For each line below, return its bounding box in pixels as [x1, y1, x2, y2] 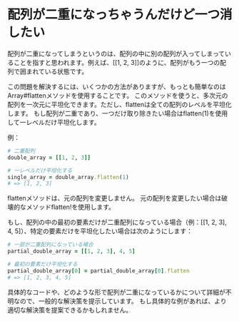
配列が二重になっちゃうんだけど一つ [7, 6, 220, 23]
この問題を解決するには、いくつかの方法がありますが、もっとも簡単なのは [7, 82, 226, 91]
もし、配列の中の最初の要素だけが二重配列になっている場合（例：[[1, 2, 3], [7, 218, 227, 227]
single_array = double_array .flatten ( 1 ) [7, 173, 130, 180]
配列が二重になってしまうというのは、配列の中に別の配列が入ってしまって [7, 49, 225, 58]
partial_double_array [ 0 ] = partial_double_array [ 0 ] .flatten [7, 267, 190, 275]
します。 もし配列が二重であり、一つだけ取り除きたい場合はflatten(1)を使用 [7, 108, 228, 118]
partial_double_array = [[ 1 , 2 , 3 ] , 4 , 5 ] [7, 248, 136, 255]
